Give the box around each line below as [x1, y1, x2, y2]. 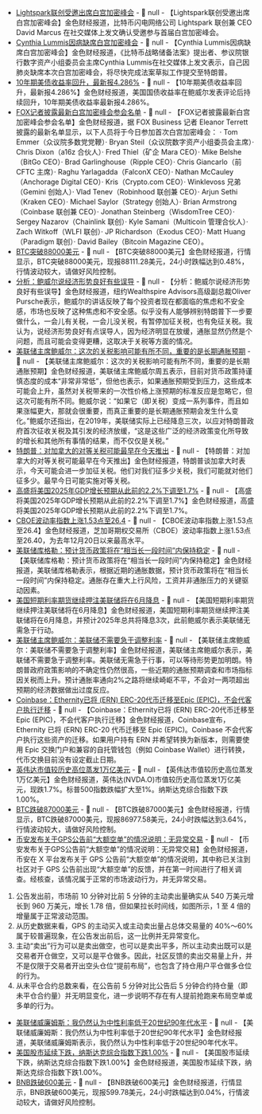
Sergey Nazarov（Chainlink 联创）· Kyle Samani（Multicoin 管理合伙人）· [15, 217, 249, 226]
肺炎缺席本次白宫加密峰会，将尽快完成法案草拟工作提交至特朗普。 [15, 68, 232, 76]
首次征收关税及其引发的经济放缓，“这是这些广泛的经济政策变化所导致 [22, 426, 249, 435]
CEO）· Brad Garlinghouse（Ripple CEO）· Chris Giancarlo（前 [42, 157, 242, 167]
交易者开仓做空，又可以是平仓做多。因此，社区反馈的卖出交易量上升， [15, 951, 246, 960]
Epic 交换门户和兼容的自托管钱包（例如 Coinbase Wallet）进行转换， [25, 745, 249, 754]
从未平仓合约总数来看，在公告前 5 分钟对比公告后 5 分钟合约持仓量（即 [15, 981, 249, 990]
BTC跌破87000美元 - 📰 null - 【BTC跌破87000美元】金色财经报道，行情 [15, 805, 251, 814]
